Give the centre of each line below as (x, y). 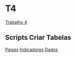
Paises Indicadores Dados (32, 49)
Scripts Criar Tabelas (38, 38)
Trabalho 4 (16, 22)
